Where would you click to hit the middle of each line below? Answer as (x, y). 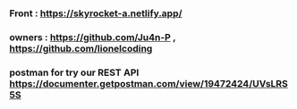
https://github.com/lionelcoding (81, 48)
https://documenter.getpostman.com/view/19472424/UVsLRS (149, 83)
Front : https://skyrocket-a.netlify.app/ (96, 13)
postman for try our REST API (74, 72)
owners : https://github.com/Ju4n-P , (93, 37)
